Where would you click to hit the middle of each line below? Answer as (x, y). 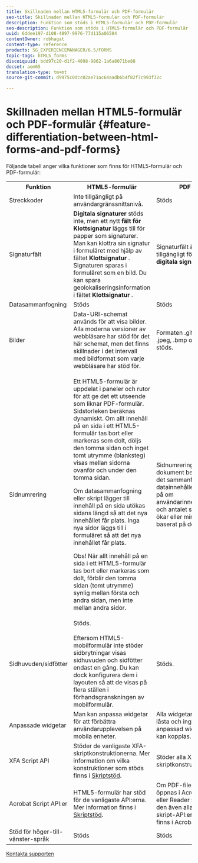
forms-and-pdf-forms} (63, 150)
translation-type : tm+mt (37, 72)
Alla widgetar (174, 715)
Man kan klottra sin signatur (112, 243)
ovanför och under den (105, 470)
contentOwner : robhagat (35, 39)
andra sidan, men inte (103, 600)
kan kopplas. (174, 736)
